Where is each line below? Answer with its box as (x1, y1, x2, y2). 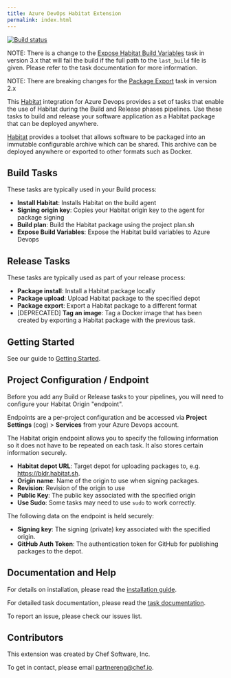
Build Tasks (7, 167, 58, 179)
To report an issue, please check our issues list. (7, 612, 142, 620)
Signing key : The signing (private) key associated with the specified (16, 525, 211, 533)
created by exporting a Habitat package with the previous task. (16, 316, 196, 324)
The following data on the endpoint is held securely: (7, 511, 155, 520)
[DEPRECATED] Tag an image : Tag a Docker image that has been (16, 309, 202, 317)
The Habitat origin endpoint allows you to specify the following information (7, 434, 219, 442)
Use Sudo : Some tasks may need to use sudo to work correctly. (16, 498, 197, 507)
